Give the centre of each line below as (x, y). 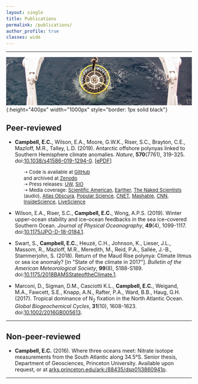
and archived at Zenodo (50, 178)
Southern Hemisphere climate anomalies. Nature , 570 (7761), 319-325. (100, 155)
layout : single (25, 12)
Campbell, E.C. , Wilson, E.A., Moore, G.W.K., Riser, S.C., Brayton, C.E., (100, 142)
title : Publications (32, 19)
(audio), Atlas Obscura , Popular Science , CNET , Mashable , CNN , (96, 196)
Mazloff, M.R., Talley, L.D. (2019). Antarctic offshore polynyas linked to (100, 148)
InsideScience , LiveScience (55, 202)
